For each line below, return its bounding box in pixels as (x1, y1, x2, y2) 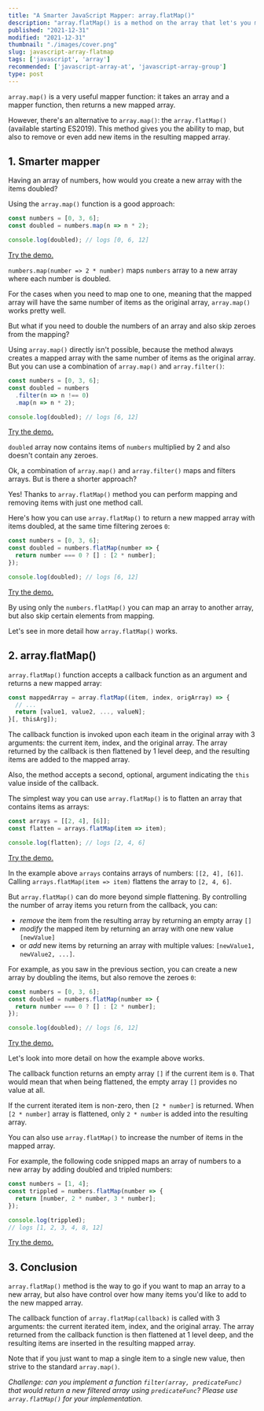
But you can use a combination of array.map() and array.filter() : (8, 361, 225, 371)
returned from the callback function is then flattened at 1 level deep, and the (8, 1330, 254, 1339)
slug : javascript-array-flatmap (8, 48, 114, 56)
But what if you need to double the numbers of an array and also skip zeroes (8, 321, 257, 331)
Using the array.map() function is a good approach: (8, 199, 175, 209)
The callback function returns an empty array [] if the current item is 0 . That (8, 1068, 255, 1079)
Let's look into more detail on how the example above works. (8, 1054, 205, 1063)
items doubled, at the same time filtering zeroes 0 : (8, 521, 170, 531)
